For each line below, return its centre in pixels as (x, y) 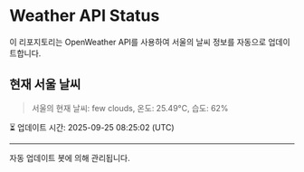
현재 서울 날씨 (45, 85)
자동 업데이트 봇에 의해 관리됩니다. (70, 158)
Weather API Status (85, 16)
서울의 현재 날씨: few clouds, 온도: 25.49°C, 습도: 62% (130, 108)
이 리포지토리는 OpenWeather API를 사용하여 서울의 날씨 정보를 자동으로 (138, 42)
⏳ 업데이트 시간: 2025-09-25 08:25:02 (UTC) (92, 127)
